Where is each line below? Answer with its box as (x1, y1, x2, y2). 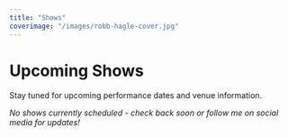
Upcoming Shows (9, 60, 144, 81)
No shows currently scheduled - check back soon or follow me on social (9, 107, 279, 118)
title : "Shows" (9, 13, 67, 23)
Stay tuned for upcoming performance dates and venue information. (9, 90, 263, 101)
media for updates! (9, 117, 81, 128)
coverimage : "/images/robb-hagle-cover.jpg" (9, 22, 179, 31)
